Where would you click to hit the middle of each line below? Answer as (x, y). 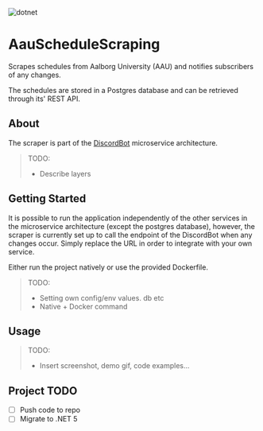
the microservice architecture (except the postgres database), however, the (132, 226)
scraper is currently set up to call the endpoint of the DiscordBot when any (130, 235)
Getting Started (47, 199)
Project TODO (43, 391)
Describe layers (65, 173)
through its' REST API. (44, 99)
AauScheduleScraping (84, 45)
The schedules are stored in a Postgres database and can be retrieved (123, 90)
